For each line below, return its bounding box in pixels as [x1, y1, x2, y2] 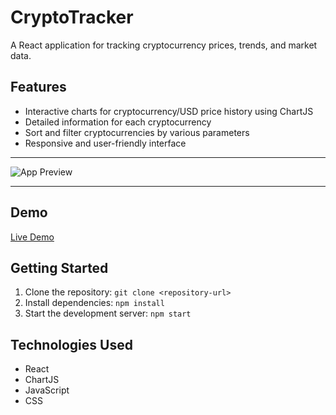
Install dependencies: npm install [24, 297, 165, 309]
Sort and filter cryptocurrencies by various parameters [24, 126, 250, 138]
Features [10, 79, 67, 96]
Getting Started [10, 259, 109, 276]
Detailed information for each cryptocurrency [24, 116, 212, 128]
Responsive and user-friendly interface [24, 137, 187, 149]
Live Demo [10, 231, 55, 243]
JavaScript [24, 384, 70, 396]
